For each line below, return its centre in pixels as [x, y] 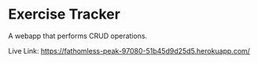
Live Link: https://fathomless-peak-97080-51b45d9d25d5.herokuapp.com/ [129, 51]
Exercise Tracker [64, 14]
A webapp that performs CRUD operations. [78, 36]
